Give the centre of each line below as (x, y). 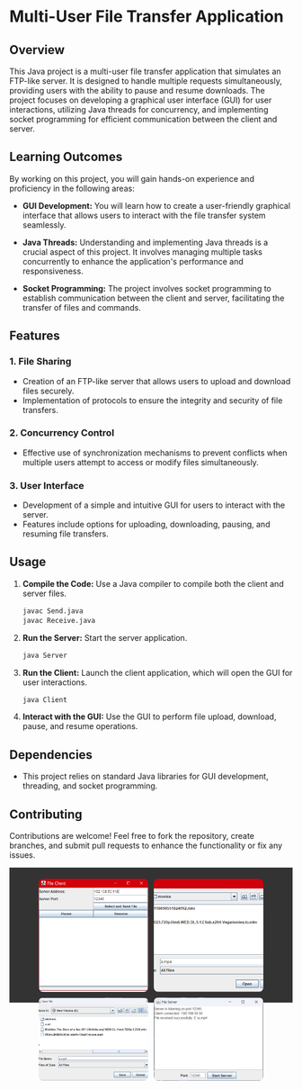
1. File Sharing (40, 362)
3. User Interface (47, 485)
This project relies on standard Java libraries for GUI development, (145, 777)
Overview (37, 50)
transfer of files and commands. (81, 307)
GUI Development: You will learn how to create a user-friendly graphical (156, 205)
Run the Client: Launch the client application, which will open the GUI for (157, 672)
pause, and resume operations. (80, 726)
